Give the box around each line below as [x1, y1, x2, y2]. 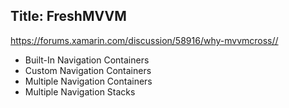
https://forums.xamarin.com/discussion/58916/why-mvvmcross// [10, 34, 279, 46]
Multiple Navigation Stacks [24, 85, 136, 98]
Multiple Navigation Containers [24, 75, 153, 87]
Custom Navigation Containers [24, 64, 152, 76]
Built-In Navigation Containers [24, 54, 150, 66]
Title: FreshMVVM [10, 8, 127, 25]
